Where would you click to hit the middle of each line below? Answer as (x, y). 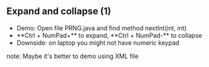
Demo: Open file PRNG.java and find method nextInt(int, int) (102, 28)
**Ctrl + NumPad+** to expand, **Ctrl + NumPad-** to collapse (109, 35)
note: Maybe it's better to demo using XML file (73, 56)
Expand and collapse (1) (59, 11)
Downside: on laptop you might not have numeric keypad (98, 42)
